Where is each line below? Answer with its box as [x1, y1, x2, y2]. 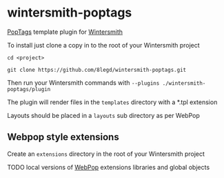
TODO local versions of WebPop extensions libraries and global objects [7, 163, 210, 171]
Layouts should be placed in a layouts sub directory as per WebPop [7, 111, 200, 119]
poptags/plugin [7, 86, 51, 92]
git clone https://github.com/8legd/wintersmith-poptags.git [7, 66, 187, 73]
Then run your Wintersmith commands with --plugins [7, 78, 160, 87]
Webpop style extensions [7, 131, 119, 143]
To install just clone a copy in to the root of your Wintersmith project [7, 41, 200, 49]
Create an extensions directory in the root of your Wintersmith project [7, 150, 205, 158]
